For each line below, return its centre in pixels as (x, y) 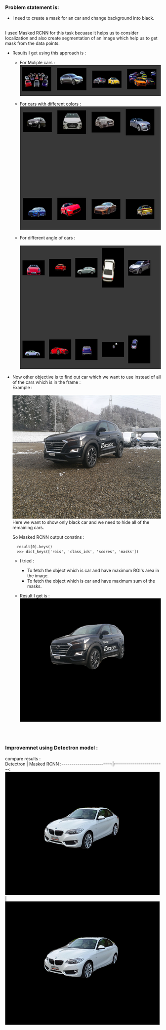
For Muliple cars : (37, 63)
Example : (22, 388)
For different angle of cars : (47, 238)
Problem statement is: (32, 7)
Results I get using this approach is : (49, 53)
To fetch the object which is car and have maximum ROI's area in (93, 571)
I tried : (27, 561)
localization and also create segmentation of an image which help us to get (82, 38)
